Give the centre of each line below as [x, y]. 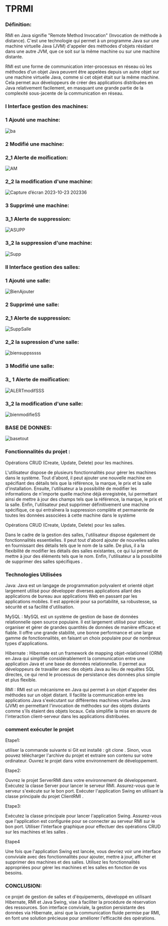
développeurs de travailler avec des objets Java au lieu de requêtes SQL [80, 669]
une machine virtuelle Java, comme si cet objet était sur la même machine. [82, 77]
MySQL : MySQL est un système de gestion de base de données [72, 616]
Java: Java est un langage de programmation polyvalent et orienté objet [79, 585]
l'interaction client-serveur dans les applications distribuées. [68, 716]
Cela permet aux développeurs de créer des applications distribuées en [79, 83]
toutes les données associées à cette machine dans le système [70, 515]
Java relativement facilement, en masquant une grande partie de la [74, 88]
